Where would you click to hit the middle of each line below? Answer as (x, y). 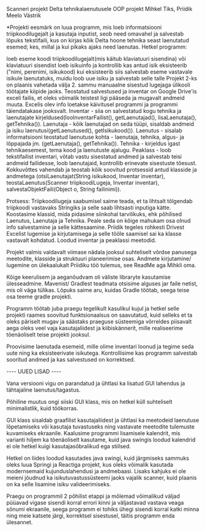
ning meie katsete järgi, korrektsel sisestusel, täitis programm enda (91, 516)
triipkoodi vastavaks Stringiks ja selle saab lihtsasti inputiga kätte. (89, 207)
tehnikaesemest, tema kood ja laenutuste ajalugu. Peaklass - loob (89, 150)
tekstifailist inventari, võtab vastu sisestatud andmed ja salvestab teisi (94, 157)
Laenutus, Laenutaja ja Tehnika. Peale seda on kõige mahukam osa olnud (99, 221)
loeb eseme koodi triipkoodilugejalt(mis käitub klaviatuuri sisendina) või (96, 59)
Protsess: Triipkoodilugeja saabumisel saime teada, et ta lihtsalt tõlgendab (99, 201)
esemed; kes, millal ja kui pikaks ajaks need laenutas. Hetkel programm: (97, 47)
